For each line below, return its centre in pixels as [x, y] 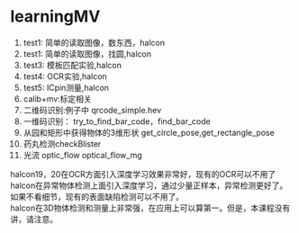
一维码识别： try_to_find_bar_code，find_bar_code [117, 121]
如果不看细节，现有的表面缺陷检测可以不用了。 [97, 196]
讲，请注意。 [34, 219]
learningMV [55, 17]
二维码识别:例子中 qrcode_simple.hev [92, 110]
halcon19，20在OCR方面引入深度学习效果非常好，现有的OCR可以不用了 [143, 174]
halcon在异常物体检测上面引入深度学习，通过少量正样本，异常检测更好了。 [149, 185]
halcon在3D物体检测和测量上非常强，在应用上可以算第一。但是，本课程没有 [150, 208]
